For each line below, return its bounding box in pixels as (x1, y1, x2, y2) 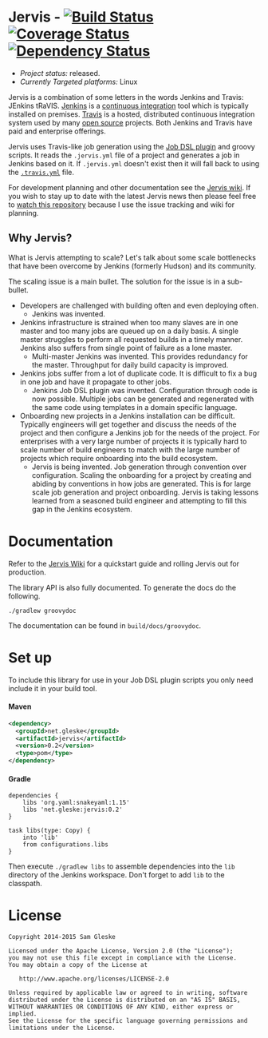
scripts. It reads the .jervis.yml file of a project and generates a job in (8, 150, 240, 160)
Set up (8, 648, 52, 666)
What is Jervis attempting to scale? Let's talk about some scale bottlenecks (8, 253, 257, 262)
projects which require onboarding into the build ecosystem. (19, 453, 219, 463)
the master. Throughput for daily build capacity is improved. (31, 360, 229, 369)
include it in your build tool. (8, 683, 97, 693)
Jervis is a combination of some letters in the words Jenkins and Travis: (8, 92, 244, 101)
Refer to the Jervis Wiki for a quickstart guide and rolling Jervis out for (8, 559, 240, 568)
